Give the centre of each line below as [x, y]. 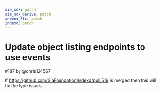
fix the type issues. [24, 86]
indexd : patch [20, 23]
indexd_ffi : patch [24, 19]
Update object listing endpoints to [75, 47]
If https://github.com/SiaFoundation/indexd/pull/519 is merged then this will [81, 80]
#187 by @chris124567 [28, 71]
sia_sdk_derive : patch [28, 14]
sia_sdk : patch [20, 9]
